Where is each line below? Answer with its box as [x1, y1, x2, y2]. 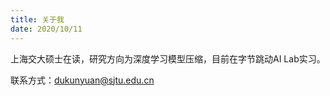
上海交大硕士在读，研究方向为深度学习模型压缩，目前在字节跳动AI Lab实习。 [10, 52, 326, 65]
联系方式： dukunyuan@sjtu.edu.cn [10, 74, 155, 86]
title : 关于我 [10, 14, 65, 25]
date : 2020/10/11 [10, 24, 83, 34]
